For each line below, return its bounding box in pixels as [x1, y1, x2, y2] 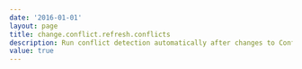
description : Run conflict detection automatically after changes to [9, 38, 276, 47]
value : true [9, 47, 54, 56]
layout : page [9, 22, 58, 30]
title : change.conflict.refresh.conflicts [9, 30, 171, 39]
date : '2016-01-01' [9, 13, 83, 22]
